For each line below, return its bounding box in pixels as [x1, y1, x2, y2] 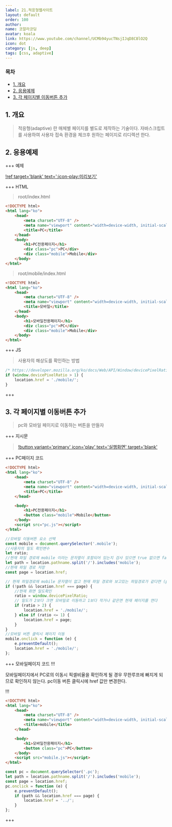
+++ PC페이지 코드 [5, 455, 44, 461]
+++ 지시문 [5, 433, 28, 439]
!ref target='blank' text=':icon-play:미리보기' [5, 173, 97, 180]
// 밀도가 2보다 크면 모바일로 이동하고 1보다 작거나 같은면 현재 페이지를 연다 [14, 598, 158, 603]
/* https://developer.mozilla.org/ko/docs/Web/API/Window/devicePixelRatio [5, 368, 170, 373]
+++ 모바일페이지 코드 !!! [5, 660, 55, 667]
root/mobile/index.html [17, 270, 66, 277]
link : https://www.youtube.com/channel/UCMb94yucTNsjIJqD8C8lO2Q [5, 36, 147, 42]
